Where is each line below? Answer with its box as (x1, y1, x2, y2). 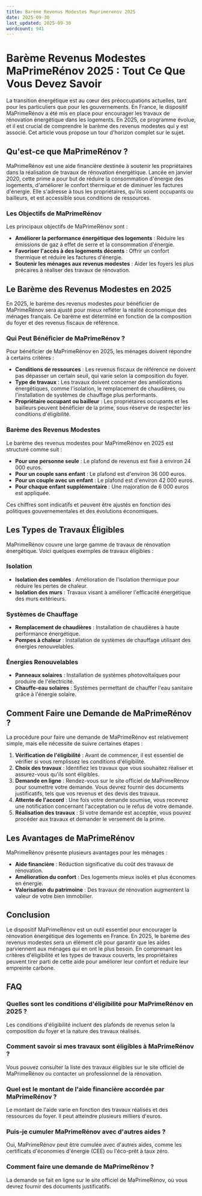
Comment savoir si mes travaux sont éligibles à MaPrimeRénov (6, 1042, 194, 1050)
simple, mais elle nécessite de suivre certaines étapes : (6, 740, 143, 747)
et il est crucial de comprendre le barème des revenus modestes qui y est (6, 123, 188, 130)
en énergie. (14, 880, 43, 887)
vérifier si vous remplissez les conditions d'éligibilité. (14, 758, 146, 765)
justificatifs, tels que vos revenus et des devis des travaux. (14, 790, 161, 797)
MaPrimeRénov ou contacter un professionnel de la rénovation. (6, 1070, 163, 1077)
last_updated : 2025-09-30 (6, 20, 71, 26)
